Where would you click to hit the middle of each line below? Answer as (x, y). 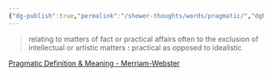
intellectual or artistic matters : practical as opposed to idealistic (135, 47)
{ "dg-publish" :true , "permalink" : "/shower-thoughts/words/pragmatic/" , (130, 16)
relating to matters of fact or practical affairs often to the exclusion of (143, 39)
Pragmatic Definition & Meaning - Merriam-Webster (94, 63)
